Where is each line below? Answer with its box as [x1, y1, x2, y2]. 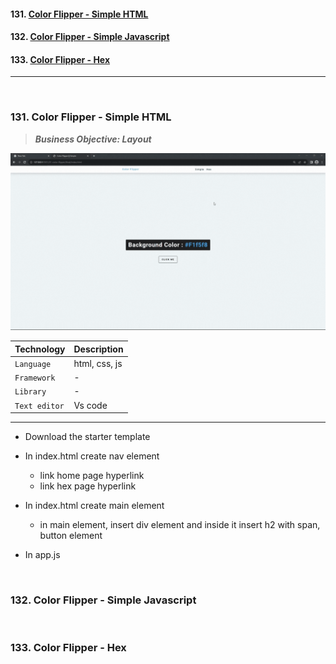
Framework [14, 373, 56, 384]
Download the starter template [24, 431, 151, 443]
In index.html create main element [24, 500, 165, 512]
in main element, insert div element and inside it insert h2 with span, [39, 519, 321, 531]
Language [14, 359, 52, 369]
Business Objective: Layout [34, 133, 152, 145]
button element [39, 530, 103, 542]
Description [73, 343, 124, 355]
